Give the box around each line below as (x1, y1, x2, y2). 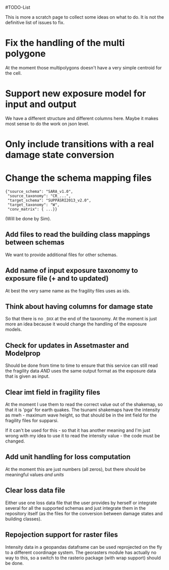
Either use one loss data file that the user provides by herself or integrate (5, 500, 157, 506)
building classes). (5, 516, 42, 522)
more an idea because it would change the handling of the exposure (5, 321, 147, 327)
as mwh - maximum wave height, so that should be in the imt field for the (5, 412, 157, 418)
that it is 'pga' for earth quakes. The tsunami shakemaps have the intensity (5, 407, 160, 413)
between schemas (5, 238, 65, 247)
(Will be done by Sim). (5, 216, 51, 222)
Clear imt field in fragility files (5, 388, 100, 396)
